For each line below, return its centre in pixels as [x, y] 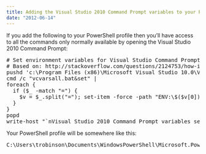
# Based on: [24, 66]
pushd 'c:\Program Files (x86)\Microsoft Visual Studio [92, 72]
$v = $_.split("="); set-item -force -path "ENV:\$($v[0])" [112, 97]
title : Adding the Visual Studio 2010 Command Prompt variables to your [101, 12]
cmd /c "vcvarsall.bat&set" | [52, 78]
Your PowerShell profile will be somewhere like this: [71, 133]
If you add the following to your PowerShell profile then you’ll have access [100, 35]
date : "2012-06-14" [31, 18]
